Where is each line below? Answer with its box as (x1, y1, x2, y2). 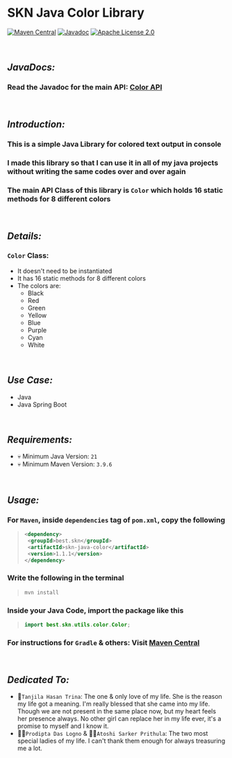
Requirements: (7, 434, 73, 446)
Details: (7, 230, 42, 242)
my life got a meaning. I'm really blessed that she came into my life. (17, 700, 210, 708)
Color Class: (7, 251, 49, 260)
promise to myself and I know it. (17, 722, 109, 730)
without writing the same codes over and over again (7, 166, 186, 176)
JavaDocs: (7, 61, 56, 74)
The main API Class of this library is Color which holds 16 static (7, 185, 224, 195)
